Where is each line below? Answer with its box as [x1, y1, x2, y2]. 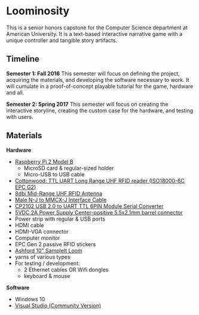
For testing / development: [14, 259, 80, 267]
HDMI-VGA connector [14, 228, 69, 235]
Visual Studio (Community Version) [14, 302, 102, 309]
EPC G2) [14, 184, 36, 191]
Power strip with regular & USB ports [14, 215, 106, 222]
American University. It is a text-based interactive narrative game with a [6, 30, 183, 37]
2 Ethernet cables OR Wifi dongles [23, 266, 109, 273]
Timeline [6, 54, 40, 64]
